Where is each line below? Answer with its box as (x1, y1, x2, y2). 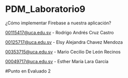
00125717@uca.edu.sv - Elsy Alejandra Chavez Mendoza (5, 39, 123, 45)
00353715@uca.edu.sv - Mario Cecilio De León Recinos (5, 49, 121, 55)
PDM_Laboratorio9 (5, 3, 86, 15)
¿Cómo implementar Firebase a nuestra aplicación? (5, 20, 111, 26)
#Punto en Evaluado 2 (5, 68, 51, 74)
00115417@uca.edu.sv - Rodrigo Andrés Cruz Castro (5, 29, 114, 35)
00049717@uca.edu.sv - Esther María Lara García (5, 58, 109, 64)
